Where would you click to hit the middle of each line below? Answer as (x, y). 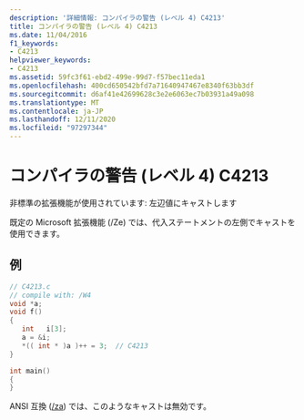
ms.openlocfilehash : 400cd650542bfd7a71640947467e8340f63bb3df (132, 86)
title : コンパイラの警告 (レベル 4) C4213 (83, 26)
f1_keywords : (34, 43)
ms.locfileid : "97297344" (58, 128)
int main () (30, 371)
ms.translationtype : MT (55, 102)
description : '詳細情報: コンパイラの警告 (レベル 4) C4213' (117, 18)
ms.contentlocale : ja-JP (56, 111)
